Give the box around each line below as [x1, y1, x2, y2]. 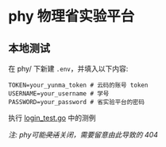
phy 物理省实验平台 [8, 7, 135, 25]
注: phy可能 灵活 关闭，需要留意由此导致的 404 [8, 130, 159, 139]
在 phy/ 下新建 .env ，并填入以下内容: [8, 64, 129, 73]
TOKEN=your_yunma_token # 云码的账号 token [8, 81, 149, 89]
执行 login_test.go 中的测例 [8, 113, 96, 122]
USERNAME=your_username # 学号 [8, 90, 110, 98]
